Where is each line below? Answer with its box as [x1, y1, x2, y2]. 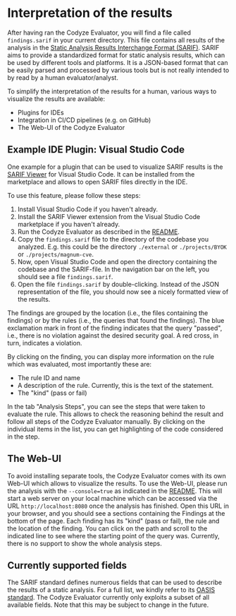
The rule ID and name [17, 373, 81, 382]
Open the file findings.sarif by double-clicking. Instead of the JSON [17, 280, 220, 288]
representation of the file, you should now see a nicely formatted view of [17, 288, 229, 296]
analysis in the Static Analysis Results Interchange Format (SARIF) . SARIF [7, 43, 220, 52]
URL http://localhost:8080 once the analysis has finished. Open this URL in [7, 502, 229, 510]
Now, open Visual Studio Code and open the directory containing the [17, 257, 217, 266]
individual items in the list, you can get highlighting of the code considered [7, 425, 223, 433]
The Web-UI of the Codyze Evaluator [17, 123, 125, 131]
